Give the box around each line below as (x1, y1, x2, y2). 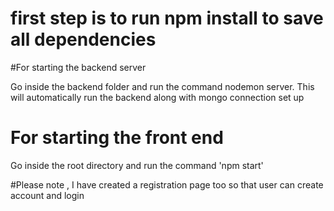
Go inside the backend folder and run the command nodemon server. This (10, 80, 315, 92)
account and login (10, 189, 85, 201)
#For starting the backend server (10, 61, 147, 73)
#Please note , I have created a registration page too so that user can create (10, 178, 324, 191)
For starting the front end (10, 127, 224, 149)
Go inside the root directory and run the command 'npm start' (10, 159, 264, 171)
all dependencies (10, 28, 157, 51)
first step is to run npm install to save (10, 7, 324, 30)
